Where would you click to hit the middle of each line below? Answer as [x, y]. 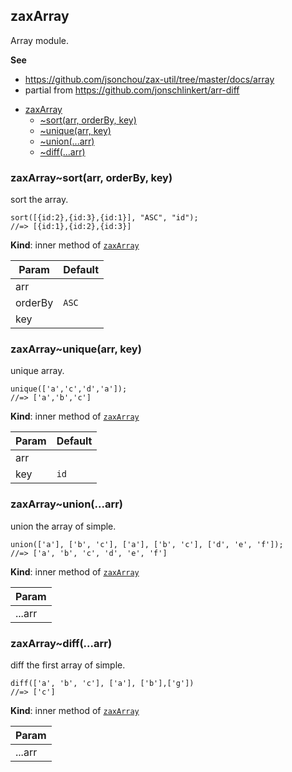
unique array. [37, 371]
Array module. [39, 40]
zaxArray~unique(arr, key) [76, 349]
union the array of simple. [63, 526]
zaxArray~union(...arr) [67, 504]
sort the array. [39, 200]
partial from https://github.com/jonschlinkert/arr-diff [132, 90]
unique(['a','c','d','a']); [69, 389]
